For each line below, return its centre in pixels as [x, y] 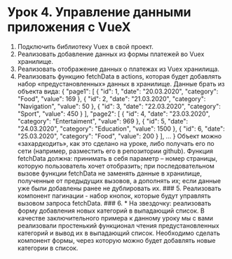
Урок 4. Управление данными [99, 12]
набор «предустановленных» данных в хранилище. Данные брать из [121, 84]
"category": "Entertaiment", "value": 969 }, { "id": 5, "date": [103, 121]
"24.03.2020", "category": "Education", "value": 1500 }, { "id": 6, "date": [121, 128]
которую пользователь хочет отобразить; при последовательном [116, 166]
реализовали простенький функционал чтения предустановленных [118, 225]
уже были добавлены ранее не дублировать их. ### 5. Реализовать [120, 188]
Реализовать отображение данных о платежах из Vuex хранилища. [118, 69]
